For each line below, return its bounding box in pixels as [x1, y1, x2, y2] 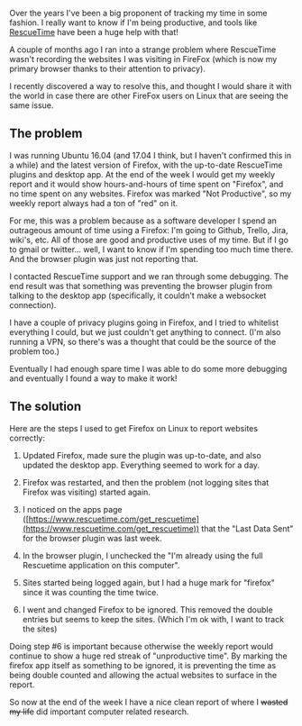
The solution [9, 399, 82, 414]
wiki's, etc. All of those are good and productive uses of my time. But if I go [9, 234, 288, 245]
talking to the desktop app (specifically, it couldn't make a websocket [9, 290, 267, 301]
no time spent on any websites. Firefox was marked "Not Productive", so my [9, 188, 292, 199]
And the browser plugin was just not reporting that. [9, 253, 198, 264]
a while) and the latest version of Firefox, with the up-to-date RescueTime [9, 159, 283, 170]
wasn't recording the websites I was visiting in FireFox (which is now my [9, 54, 278, 64]
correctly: [9, 432, 46, 443]
